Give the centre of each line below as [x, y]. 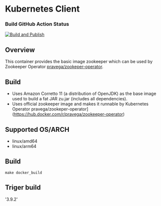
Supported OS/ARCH [37, 129]
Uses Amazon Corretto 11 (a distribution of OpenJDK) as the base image [84, 94]
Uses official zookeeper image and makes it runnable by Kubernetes [80, 104]
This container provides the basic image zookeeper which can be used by [79, 62]
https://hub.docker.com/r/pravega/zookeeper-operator [69, 114]
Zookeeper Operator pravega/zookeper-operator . [54, 67]
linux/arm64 [24, 146]
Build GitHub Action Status [37, 24]
